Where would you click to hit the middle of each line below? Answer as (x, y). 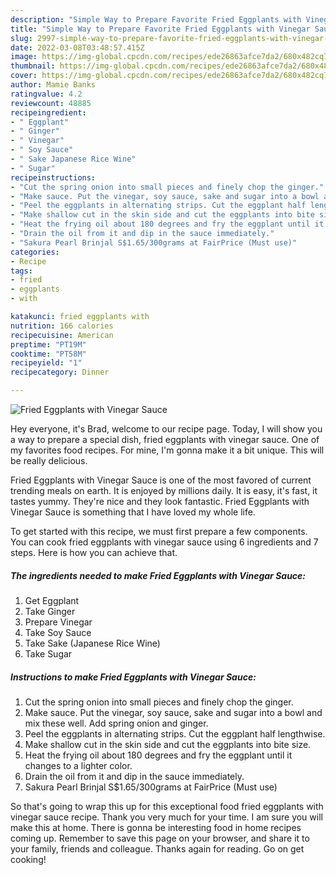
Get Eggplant (52, 600)
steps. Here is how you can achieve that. (94, 552)
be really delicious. (49, 460)
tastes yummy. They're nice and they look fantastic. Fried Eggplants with (160, 501)
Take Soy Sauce (58, 632)
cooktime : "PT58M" (48, 354)
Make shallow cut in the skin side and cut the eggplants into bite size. (168, 744)
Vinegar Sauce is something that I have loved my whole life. (133, 512)
